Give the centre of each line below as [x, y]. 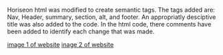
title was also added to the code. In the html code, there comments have [109, 24]
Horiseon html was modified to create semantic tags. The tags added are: [111, 10]
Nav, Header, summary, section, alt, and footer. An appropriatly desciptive [111, 17]
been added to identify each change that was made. [81, 31]
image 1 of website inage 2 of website [61, 44]
